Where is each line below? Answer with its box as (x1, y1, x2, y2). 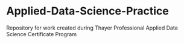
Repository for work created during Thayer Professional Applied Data (6, 24, 178, 31)
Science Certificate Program (6, 30, 77, 37)
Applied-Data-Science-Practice (6, 4, 169, 18)
